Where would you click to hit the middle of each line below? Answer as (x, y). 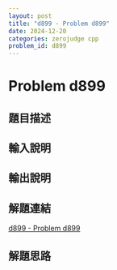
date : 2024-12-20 (38, 31)
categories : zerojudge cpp (54, 39)
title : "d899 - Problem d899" (59, 24)
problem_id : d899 (38, 46)
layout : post (30, 16)
